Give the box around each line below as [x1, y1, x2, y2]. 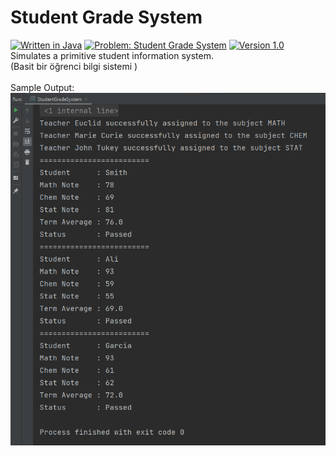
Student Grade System [10, 6, 203, 29]
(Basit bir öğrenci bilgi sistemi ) [10, 60, 138, 72]
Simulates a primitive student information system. [10, 49, 214, 61]
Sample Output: [10, 81, 75, 93]
